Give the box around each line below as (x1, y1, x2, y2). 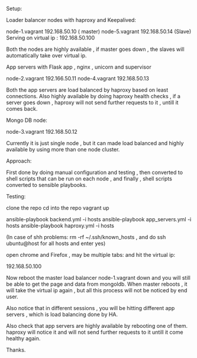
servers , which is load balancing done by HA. (6, 311, 118, 318)
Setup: (6, 5, 22, 12)
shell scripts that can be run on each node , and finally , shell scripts (6, 175, 173, 182)
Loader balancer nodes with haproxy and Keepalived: (6, 17, 136, 23)
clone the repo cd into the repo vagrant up (6, 204, 109, 211)
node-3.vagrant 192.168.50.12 (6, 128, 78, 135)
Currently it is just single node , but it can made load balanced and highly (6, 140, 184, 147)
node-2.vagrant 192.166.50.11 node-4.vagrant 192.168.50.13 (6, 75, 150, 82)
